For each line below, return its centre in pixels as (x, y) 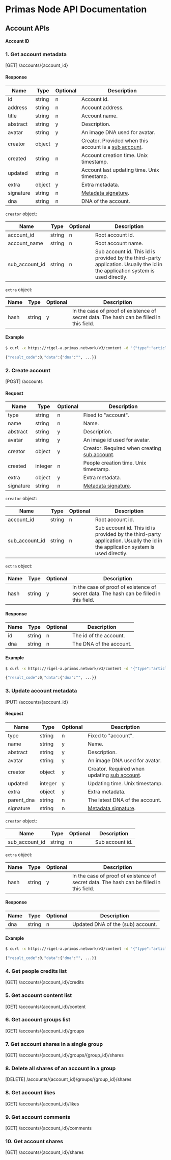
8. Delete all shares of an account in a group (61, 1068)
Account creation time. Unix (115, 155)
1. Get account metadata (36, 55)
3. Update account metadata (41, 691)
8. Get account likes (30, 1093)
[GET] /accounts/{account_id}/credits (45, 982)
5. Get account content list (39, 995)
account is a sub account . (112, 147)
